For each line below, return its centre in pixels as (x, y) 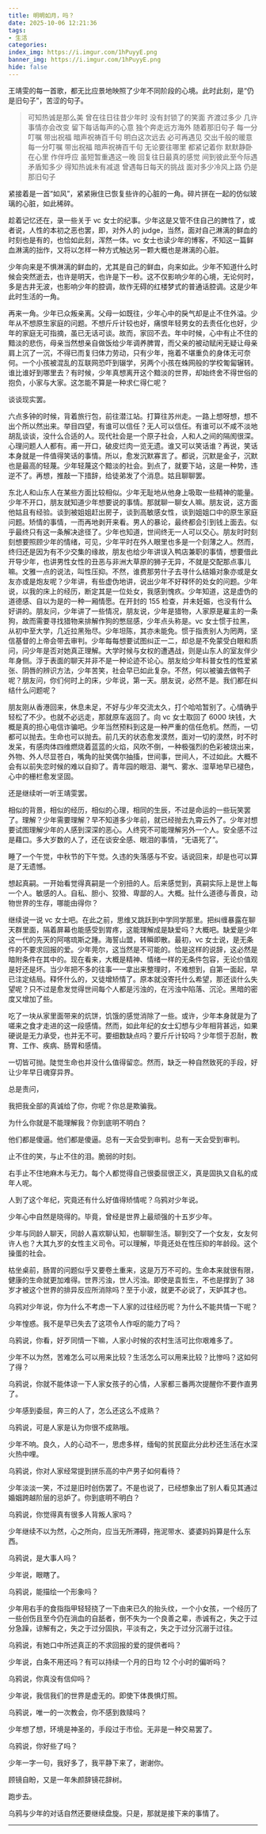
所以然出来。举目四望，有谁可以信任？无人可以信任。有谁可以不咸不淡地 (140, 426)
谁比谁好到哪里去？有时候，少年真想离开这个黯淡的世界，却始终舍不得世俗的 (133, 372)
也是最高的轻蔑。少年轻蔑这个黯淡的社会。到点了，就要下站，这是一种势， (129, 465)
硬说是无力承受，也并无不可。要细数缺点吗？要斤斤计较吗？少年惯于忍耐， (129, 1035)
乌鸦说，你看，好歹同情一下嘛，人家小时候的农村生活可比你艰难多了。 (123, 1340)
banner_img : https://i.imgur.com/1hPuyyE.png (84, 60)
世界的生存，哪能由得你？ (57, 902)
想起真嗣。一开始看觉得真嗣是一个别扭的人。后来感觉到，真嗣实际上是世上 (129, 883)
